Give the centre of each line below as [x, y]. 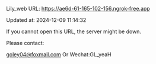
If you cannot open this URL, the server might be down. [74, 31]
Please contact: [25, 43]
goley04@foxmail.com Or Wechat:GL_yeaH [59, 55]
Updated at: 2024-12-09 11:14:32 [46, 20]
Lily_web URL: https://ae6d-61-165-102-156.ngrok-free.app [78, 9]
